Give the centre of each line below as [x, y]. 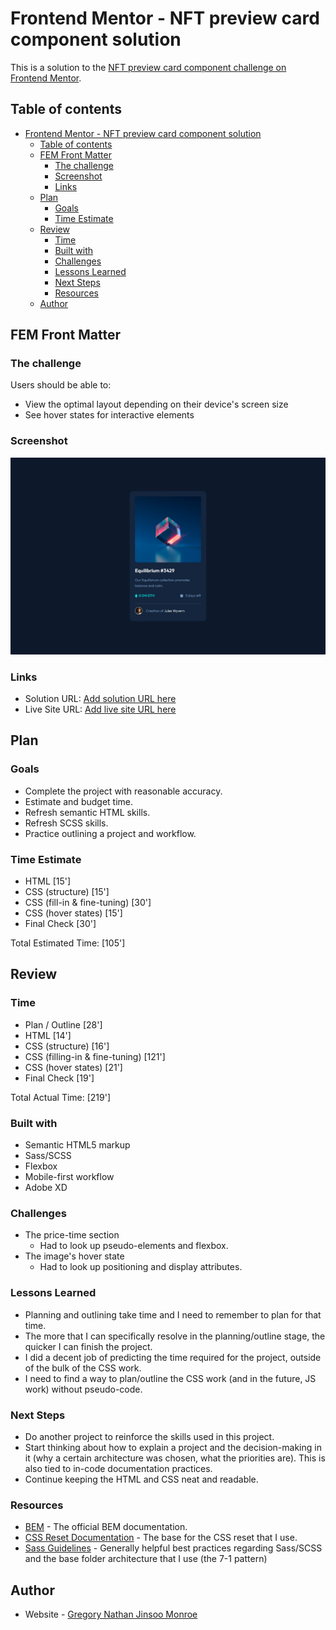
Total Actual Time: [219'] [61, 1097]
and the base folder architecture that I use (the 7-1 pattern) [146, 1559]
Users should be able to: [61, 385]
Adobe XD [46, 1187]
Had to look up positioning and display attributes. [141, 1267]
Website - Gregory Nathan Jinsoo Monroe [111, 1614]
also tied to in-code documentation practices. [118, 1468]
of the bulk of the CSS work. [83, 1368]
